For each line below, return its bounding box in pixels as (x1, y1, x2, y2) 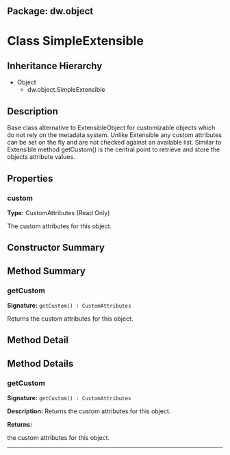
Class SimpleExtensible (7, 33, 144, 49)
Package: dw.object (7, 5, 94, 17)
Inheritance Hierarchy (7, 60, 103, 71)
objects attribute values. (7, 153, 75, 161)
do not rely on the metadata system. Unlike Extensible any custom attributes (7, 131, 222, 139)
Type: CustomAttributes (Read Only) (7, 208, 110, 217)
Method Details (7, 358, 74, 369)
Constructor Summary (7, 242, 105, 254)
